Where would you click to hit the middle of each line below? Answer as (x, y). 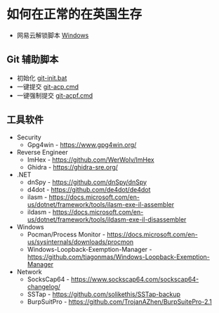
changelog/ (44, 286)
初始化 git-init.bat (42, 77)
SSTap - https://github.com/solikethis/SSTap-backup (104, 294)
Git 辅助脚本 (33, 59)
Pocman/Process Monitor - (66, 234)
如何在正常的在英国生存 (74, 14)
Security (29, 137)
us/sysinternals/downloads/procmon (80, 242)
